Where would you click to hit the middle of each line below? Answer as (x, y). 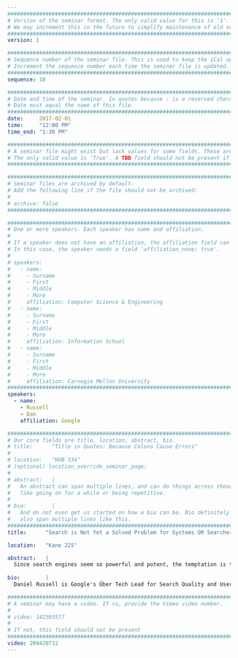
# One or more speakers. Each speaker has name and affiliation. (106, 230)
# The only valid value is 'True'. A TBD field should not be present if (119, 158)
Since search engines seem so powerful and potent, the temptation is (120, 564)
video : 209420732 (33, 643)
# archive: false (33, 203)
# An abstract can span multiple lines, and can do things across (110, 486)
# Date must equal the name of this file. (71, 106)
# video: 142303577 (36, 617)
